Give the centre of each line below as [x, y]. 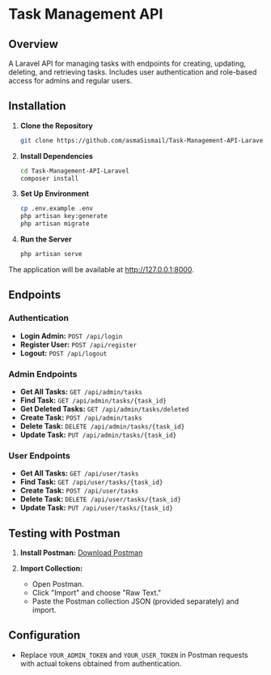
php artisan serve [51, 254]
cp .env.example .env [56, 209]
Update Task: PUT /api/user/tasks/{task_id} [97, 508]
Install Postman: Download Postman [81, 553]
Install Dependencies [56, 156]
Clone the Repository [56, 126]
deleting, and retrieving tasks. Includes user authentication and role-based [133, 72]
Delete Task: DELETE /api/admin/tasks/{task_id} [102, 425]
